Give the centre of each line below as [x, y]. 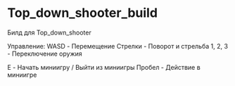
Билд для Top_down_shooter [49, 32]
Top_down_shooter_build [83, 13]
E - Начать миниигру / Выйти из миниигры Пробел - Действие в [104, 67]
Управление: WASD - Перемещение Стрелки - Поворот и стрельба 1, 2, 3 [118, 46]
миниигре [22, 75]
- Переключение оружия [45, 54]
